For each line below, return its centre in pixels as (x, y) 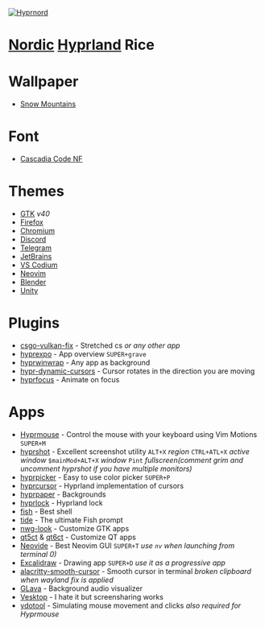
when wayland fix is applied (67, 580)
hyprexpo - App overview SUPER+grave (83, 353)
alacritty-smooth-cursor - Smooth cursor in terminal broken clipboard (135, 571)
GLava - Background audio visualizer (81, 588)
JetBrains (36, 256)
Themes (36, 191)
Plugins (34, 323)
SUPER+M (33, 443)
